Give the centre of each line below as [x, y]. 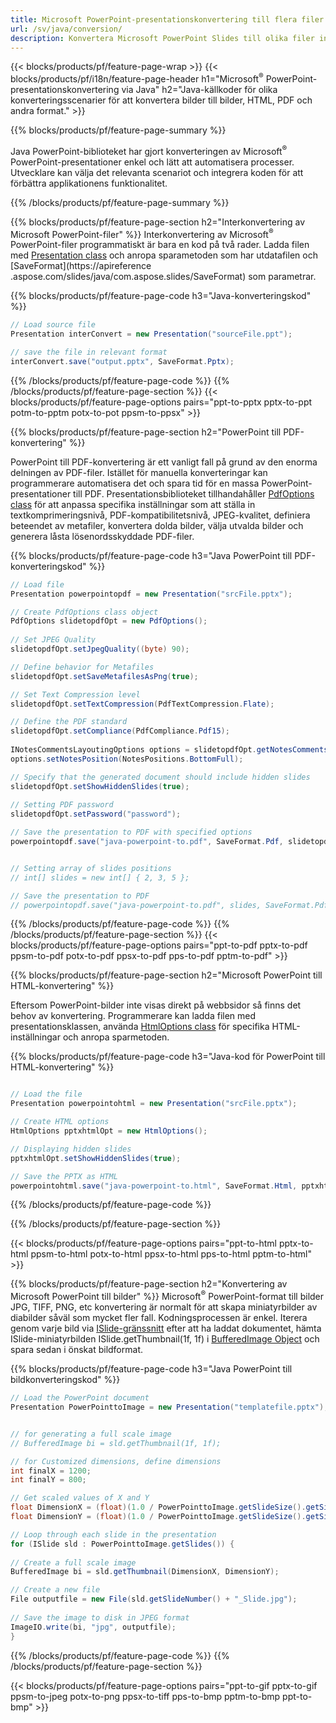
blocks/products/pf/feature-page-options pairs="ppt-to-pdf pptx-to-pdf [159, 945]
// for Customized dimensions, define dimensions [116, 1461]
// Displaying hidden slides [71, 1149]
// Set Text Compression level [75, 694]
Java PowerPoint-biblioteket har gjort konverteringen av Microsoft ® [149, 150]
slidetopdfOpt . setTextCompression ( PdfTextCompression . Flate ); [142, 704]
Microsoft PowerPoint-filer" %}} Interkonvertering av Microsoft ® [142, 233]
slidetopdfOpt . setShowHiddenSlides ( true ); [100, 786]
